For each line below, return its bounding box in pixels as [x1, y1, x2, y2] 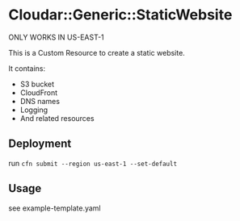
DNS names [19, 96, 61, 106]
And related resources [19, 113, 95, 123]
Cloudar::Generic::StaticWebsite [8, 6, 233, 24]
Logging [19, 105, 48, 115]
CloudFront [19, 87, 58, 98]
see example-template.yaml [8, 203, 101, 213]
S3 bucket [19, 79, 55, 89]
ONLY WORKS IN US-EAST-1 [8, 32, 105, 42]
